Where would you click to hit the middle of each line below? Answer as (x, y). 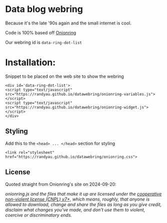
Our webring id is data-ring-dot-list (44, 42)
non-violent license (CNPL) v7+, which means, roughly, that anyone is (77, 199)
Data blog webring (44, 9)
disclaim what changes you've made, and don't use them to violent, (75, 210)
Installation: (30, 63)
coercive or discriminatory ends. (39, 215)
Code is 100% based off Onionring (41, 32)
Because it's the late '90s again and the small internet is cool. (68, 23)
